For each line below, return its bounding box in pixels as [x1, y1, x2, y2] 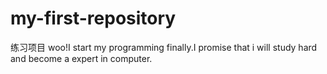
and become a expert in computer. [10, 52, 153, 64]
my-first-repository [10, 7, 177, 30]
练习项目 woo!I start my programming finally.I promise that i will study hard [10, 41, 318, 53]
